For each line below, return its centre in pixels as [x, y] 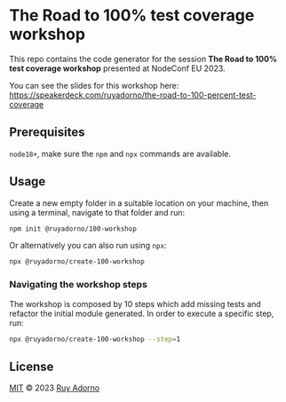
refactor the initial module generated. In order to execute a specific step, [142, 313]
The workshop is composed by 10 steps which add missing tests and [135, 303]
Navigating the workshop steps [79, 285]
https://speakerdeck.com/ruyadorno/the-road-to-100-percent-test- [133, 95]
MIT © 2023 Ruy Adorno [55, 388]
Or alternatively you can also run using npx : [88, 246]
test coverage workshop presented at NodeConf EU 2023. [117, 68]
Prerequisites [47, 133]
